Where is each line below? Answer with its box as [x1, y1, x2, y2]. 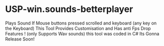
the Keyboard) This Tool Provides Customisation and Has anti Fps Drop [5, 25, 151, 31]
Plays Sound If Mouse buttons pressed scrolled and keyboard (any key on [5, 20, 157, 26]
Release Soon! [5, 36, 35, 42]
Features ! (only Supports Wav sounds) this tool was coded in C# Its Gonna [5, 30, 160, 36]
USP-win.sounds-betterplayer [5, 3, 133, 15]
